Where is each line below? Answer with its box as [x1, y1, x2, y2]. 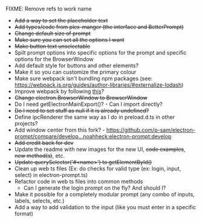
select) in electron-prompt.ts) [14, 171, 88, 178]
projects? [14, 120, 38, 127]
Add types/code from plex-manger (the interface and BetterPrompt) [14, 24, 184, 30]
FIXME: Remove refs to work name [5, 5, 92, 12]
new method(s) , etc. [14, 152, 65, 159]
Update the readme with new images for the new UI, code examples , [14, 145, 186, 153]
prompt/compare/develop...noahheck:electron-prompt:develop [14, 133, 172, 140]
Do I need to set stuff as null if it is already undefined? [14, 107, 149, 114]
